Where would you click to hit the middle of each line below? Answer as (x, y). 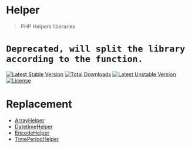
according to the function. (75, 59)
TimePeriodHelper (37, 139)
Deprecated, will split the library (96, 49)
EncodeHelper (32, 133)
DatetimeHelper (33, 126)
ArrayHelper (29, 120)
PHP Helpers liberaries (48, 26)
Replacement (39, 104)
